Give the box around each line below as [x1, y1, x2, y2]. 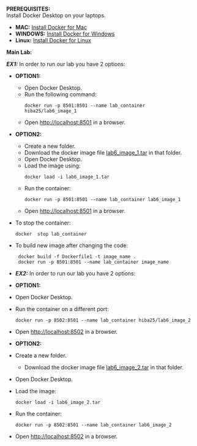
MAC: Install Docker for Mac [15, 24, 87, 31]
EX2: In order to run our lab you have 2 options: [15, 270, 136, 277]
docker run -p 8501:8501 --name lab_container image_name [18, 259, 169, 265]
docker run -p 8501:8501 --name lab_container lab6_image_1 [24, 196, 181, 202]
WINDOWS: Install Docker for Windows [15, 30, 115, 37]
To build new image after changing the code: [15, 242, 128, 249]
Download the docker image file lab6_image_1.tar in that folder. [24, 149, 182, 156]
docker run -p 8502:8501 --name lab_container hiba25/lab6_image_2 [15, 317, 191, 323]
